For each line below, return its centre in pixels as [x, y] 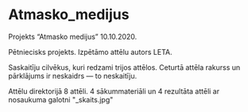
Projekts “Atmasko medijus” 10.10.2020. [73, 37]
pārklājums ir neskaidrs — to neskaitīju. [73, 75]
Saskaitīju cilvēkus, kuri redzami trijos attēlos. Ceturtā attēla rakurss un [124, 67]
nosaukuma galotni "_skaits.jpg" [61, 99]
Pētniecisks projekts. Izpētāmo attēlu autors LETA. [90, 52]
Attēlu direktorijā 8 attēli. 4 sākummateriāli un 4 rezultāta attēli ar [114, 91]
